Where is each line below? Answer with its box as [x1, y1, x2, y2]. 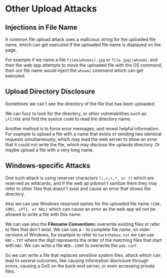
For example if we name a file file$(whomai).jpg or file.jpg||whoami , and [5, 57, 158, 63]
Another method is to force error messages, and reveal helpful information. [5, 125, 159, 131]
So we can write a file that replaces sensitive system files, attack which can [5, 252, 161, 258]
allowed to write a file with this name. [5, 211, 81, 217]
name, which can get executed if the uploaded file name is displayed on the [5, 42, 161, 48]
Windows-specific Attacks [5, 161, 90, 170]
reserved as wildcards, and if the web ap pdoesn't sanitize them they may [5, 180, 157, 186]
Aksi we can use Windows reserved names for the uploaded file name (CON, [5, 201, 162, 207]
